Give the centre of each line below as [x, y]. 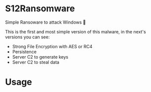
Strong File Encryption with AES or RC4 [52, 46]
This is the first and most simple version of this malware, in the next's [76, 31]
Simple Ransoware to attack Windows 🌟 [46, 22]
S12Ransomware [40, 9]
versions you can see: [27, 37]
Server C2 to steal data [36, 62]
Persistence [24, 52]
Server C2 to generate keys [40, 57]
